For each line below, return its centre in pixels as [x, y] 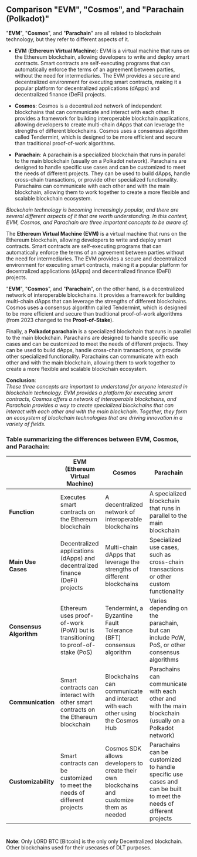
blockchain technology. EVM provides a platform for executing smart [89, 393]
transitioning [78, 638]
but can [160, 630]
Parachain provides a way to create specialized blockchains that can [90, 405]
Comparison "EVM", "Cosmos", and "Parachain [95, 10]
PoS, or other [167, 645]
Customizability [32, 782]
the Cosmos [122, 721]
